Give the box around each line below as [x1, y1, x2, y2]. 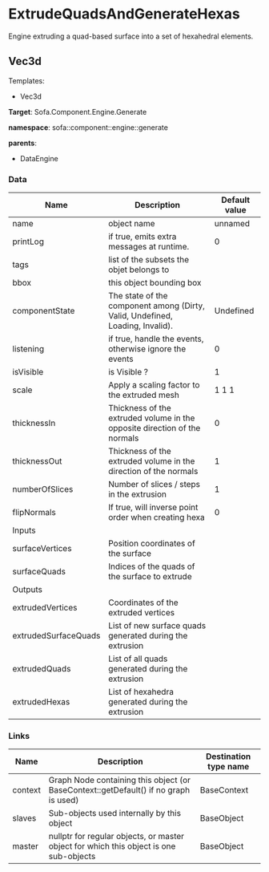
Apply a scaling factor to [107, 379, 200, 391]
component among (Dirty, [107, 300, 206, 311]
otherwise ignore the [107, 343, 187, 355]
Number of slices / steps [107, 479, 201, 490]
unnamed [214, 218, 251, 229]
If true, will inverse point [107, 502, 199, 513]
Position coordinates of [107, 538, 196, 550]
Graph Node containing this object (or [48, 775, 191, 786]
